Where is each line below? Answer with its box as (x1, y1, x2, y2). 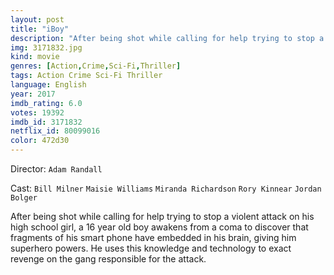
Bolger (10, 193, 38, 203)
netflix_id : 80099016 (10, 126, 101, 136)
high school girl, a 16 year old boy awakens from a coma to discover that (10, 221, 309, 233)
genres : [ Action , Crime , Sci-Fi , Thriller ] (10, 61, 182, 71)
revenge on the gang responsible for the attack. (10, 253, 207, 265)
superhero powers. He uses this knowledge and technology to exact (10, 242, 292, 254)
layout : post (10, 14, 65, 25)
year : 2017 (10, 89, 56, 99)
